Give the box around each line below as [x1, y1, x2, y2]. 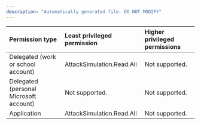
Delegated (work [9, 52, 57, 61]
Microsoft [9, 92, 36, 100]
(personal [9, 85, 36, 93]
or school [9, 60, 36, 68]
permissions [144, 42, 181, 51]
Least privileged [65, 31, 112, 39]
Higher [144, 27, 165, 36]
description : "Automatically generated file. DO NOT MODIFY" [6, 8, 162, 15]
